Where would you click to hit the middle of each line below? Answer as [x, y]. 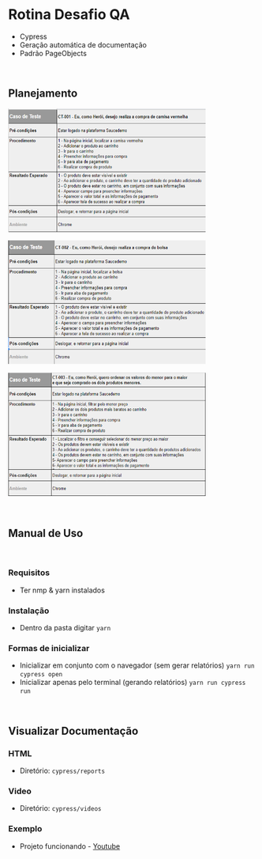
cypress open [41, 675]
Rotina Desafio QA [69, 15]
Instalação [29, 611]
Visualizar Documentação [73, 730]
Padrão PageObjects [53, 53]
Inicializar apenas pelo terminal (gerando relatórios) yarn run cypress [133, 683]
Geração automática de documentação [83, 44]
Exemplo [25, 829]
